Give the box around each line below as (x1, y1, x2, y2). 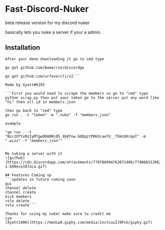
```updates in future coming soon (5, 177, 76, 182)
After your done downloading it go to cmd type (5, 57, 105, 61)
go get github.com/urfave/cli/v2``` (5, 74, 80, 79)
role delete (5, 198, 29, 203)
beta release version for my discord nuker (5, 20, 90, 26)
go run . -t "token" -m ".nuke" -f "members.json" (5, 112, 111, 117)
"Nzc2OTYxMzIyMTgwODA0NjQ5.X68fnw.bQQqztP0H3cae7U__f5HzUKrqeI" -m (5, 134, 146, 139)
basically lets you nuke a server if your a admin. (5, 29, 102, 35)
